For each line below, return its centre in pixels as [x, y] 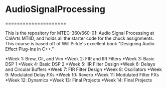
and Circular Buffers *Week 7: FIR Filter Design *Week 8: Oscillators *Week [83, 69]
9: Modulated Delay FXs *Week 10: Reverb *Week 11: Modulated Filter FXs [82, 74]
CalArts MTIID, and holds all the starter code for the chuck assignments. [80, 38]
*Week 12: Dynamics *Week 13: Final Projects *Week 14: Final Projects [79, 80]
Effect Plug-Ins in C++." [30, 49]
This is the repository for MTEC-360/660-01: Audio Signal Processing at [80, 33]
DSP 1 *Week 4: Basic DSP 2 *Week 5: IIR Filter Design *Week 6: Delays [80, 64]
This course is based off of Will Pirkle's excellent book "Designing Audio [80, 43]
